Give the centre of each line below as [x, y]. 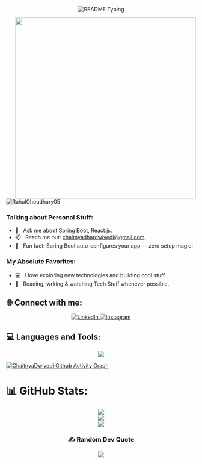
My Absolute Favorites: [41, 262]
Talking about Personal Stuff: [50, 217]
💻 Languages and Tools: [54, 337]
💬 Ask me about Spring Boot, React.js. [63, 230]
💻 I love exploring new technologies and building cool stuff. [90, 275]
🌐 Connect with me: [44, 302]
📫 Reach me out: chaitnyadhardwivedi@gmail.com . [80, 237]
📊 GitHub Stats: [47, 391]
